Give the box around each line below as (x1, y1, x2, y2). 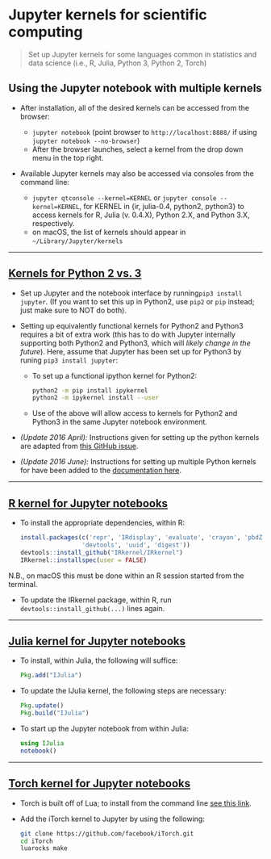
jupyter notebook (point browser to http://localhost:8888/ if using (31, 127, 257, 136)
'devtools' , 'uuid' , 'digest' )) (81, 541, 191, 549)
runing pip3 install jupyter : (19, 355, 119, 365)
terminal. (8, 579, 38, 589)
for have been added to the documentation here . (19, 466, 182, 476)
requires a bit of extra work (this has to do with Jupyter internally (19, 329, 236, 339)
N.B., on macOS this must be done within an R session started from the (8, 571, 244, 580)
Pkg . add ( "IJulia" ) (19, 672, 82, 680)
